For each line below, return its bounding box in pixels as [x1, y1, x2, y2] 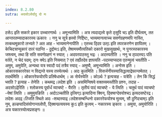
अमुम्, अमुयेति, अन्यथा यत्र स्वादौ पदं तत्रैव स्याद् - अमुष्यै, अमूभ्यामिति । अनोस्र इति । [5, 62, 136, 69]
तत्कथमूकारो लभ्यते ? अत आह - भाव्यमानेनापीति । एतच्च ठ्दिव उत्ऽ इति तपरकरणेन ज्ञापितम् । [5, 40, 151, 47]
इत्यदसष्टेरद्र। [132, 90, 154, 96]
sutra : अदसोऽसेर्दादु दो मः [5, 12, 47, 17]
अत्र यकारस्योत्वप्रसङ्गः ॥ [5, 106, 45, 113]
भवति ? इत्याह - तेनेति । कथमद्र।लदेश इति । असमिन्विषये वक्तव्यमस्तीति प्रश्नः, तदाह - [5, 79, 140, 85]
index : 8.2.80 [5, 7, 34, 12]
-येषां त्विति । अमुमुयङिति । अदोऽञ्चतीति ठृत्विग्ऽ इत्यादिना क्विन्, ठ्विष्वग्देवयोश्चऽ [5, 90, 131, 96]
